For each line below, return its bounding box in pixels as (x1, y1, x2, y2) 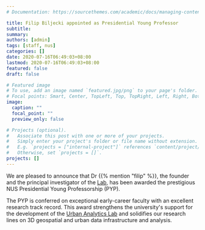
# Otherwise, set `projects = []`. (6, 150, 103, 156)
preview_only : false (12, 116, 64, 122)
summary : (6, 31, 29, 37)
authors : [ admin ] (6, 37, 51, 43)
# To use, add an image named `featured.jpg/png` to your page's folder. (6, 88, 198, 94)
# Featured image (6, 82, 51, 88)
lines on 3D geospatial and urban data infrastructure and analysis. (6, 216, 172, 223)
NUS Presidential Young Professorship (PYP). (6, 185, 120, 192)
